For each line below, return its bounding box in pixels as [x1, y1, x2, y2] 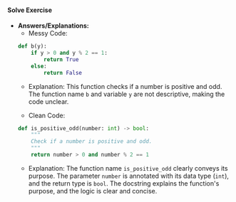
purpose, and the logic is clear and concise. [28, 186, 158, 195]
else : [31, 63, 48, 70]
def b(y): [17, 43, 48, 50]
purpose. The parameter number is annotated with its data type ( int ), [28, 171, 230, 180]
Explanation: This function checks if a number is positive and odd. [28, 82, 222, 90]
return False [43, 69, 82, 76]
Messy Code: [28, 29, 68, 38]
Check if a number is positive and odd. [31, 138, 153, 145]
